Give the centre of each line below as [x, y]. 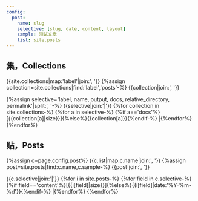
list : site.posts [39, 40]
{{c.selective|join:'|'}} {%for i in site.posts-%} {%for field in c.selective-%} [99, 179]
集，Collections [36, 66]
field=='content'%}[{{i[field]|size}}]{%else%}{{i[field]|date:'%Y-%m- [105, 185]
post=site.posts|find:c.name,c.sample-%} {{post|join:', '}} [78, 166]
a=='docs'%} [144, 112]
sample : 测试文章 [37, 35]
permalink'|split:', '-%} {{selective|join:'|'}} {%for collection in [83, 105]
